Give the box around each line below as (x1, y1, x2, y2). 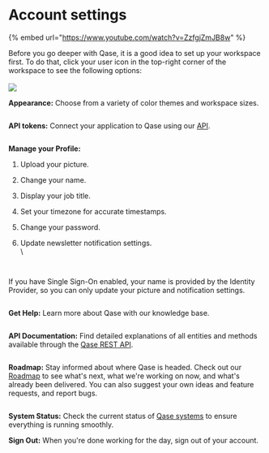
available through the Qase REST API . (8, 339, 134, 349)
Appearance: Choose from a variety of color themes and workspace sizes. (8, 97, 259, 107)
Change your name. (19, 175, 87, 184)
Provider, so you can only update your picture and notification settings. (8, 285, 246, 295)
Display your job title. (19, 191, 92, 201)
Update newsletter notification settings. (19, 238, 152, 248)
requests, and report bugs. (8, 388, 98, 398)
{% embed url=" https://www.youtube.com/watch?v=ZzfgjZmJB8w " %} (8, 32, 246, 42)
